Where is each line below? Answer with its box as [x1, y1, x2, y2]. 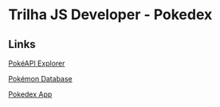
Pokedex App [8, 89, 53, 99]
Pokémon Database [8, 74, 73, 83]
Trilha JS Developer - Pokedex [8, 6, 213, 24]
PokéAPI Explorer [8, 58, 65, 68]
